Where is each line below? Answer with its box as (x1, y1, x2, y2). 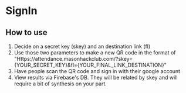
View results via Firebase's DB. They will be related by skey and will (13, 74, 178, 81)
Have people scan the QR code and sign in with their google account (13, 68, 180, 74)
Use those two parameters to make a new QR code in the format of (13, 49, 176, 56)
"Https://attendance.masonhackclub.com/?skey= (13, 56, 133, 62)
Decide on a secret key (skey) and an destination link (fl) (13, 43, 151, 50)
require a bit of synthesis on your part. (13, 80, 107, 87)
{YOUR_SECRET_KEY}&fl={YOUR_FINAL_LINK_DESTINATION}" (13, 61, 167, 68)
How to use (5, 27, 48, 37)
